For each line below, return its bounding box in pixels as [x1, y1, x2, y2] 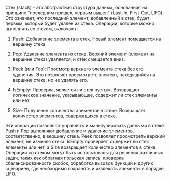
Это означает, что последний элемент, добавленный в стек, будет [5, 15, 150, 21]
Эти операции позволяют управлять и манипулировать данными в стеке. [5, 123, 165, 128]
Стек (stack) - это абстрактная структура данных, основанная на [5, 5, 148, 10]
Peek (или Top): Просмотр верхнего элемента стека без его [12, 66, 144, 72]
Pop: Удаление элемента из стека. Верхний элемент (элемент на [12, 51, 155, 57]
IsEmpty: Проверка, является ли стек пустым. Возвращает [12, 87, 140, 93]
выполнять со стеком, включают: [5, 26, 78, 32]
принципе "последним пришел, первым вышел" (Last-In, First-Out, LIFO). [5, 10, 164, 16]
